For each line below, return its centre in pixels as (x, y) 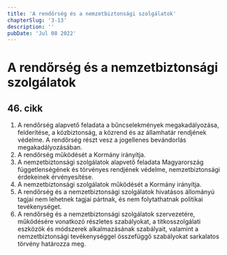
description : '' (31, 27)
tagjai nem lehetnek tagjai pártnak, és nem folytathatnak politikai (110, 199)
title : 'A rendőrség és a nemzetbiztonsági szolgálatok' (92, 14)
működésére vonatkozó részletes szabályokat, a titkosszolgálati (109, 221)
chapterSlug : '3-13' (37, 20)
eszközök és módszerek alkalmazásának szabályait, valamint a (108, 229)
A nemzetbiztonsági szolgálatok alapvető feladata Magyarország (110, 162)
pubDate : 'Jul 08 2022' (42, 33)
